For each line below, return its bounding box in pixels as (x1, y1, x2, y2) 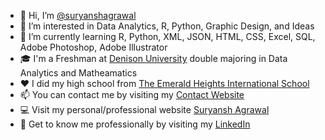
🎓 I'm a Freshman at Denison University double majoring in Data (19, 53, 288, 64)
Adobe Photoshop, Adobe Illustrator (19, 41, 168, 53)
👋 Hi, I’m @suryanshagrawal (19, 10, 137, 21)
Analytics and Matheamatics (19, 67, 138, 79)
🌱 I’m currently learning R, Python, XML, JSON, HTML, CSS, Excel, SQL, (19, 31, 316, 42)
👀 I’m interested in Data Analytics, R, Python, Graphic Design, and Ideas (19, 20, 315, 32)
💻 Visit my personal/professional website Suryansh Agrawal (19, 104, 270, 115)
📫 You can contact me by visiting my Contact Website (19, 89, 245, 100)
